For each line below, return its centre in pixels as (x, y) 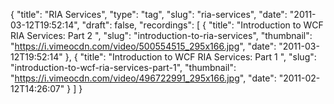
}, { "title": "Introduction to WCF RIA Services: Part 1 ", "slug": (190, 57)
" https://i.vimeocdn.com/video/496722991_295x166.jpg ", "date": (143, 78)
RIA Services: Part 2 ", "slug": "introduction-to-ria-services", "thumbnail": (161, 35)
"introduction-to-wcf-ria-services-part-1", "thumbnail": (123, 67)
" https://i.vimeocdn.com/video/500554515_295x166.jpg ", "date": (143, 46)
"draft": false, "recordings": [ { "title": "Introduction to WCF (202, 25)
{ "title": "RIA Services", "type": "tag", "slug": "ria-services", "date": (149, 14)
